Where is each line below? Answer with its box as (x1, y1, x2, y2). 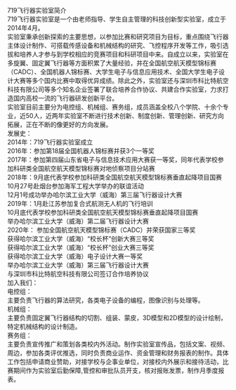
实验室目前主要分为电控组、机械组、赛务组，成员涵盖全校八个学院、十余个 (7, 103, 223, 111)
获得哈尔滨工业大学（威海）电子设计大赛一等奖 (7, 252, 143, 260)
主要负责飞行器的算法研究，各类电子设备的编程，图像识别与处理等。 (7, 296, 204, 304)
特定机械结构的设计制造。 (7, 323, 81, 330)
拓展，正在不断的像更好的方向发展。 (7, 120, 112, 129)
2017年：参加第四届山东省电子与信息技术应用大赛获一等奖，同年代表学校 (7, 155, 218, 164)
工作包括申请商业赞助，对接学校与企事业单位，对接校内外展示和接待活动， (7, 358, 223, 365)
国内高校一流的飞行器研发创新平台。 (13, 94, 118, 102)
